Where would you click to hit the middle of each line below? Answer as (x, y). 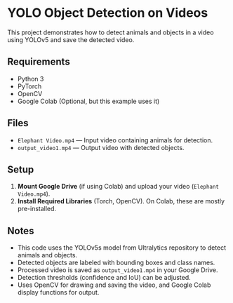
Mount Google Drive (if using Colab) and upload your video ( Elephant (118, 187)
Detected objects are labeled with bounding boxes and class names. (116, 263)
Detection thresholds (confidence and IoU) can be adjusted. (104, 278)
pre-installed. (37, 209)
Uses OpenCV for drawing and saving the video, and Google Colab (114, 285)
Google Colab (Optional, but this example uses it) (88, 101)
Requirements (39, 62)
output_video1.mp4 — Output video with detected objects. (101, 147)
